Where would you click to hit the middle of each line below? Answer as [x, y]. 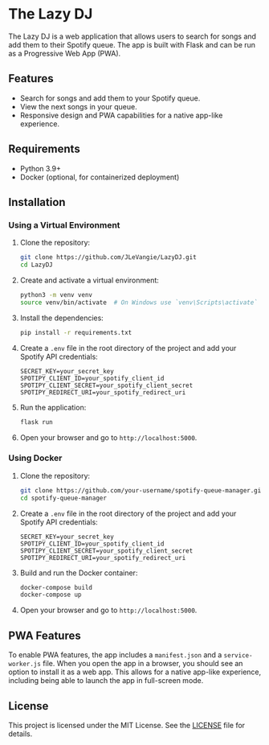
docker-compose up [51, 595]
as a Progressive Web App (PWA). [65, 53]
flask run [37, 422]
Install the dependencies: [62, 318]
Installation [37, 202]
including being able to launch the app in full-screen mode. [106, 681]
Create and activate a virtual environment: [89, 280]
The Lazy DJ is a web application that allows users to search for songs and [132, 36]
